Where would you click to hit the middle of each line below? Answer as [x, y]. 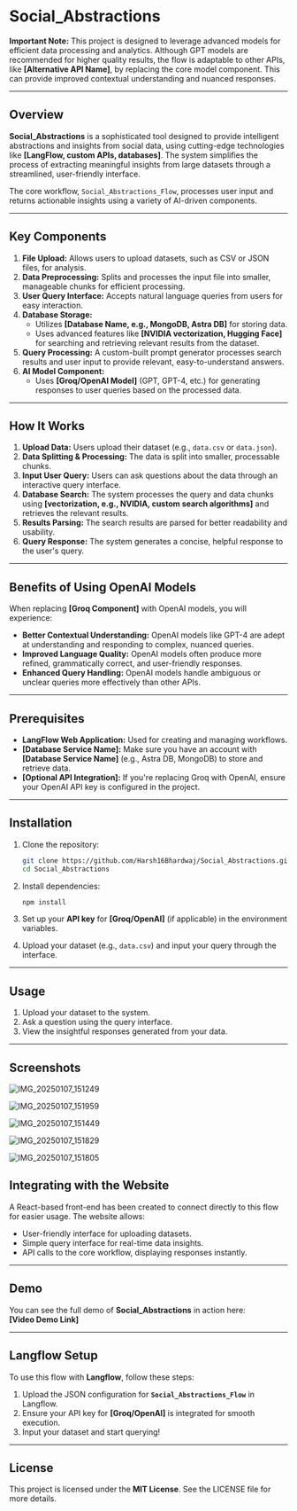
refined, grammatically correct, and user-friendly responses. [132, 663]
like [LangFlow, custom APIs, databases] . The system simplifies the [134, 155]
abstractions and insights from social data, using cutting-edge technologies [147, 145]
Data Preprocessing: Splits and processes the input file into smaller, [146, 277]
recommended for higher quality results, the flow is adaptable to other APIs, [147, 59]
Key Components [58, 237]
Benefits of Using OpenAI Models [103, 587]
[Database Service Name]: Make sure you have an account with [140, 749]
